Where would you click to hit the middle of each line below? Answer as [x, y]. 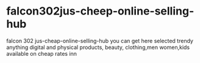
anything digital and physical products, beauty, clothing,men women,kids [98, 47]
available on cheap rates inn [42, 53]
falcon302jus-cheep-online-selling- [100, 11]
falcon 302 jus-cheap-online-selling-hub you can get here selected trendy [100, 41]
